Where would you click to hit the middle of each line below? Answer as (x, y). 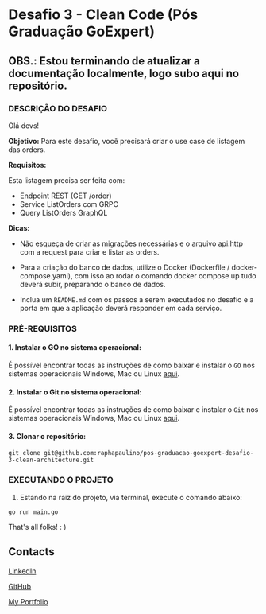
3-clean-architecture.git (51, 460)
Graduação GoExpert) (81, 31)
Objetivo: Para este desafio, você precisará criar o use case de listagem (127, 141)
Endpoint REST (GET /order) (66, 196)
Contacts (32, 552)
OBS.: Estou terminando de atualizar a (104, 61)
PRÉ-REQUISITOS (42, 328)
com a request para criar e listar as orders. (89, 251)
